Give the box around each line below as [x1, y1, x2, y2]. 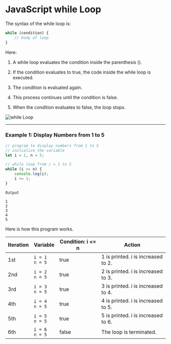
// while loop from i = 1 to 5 [5, 162, 72, 167]
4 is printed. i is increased [101, 297, 163, 304]
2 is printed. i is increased [101, 267, 163, 274]
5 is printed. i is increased [101, 312, 163, 319]
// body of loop [14, 35, 49, 40]
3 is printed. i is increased [101, 282, 163, 289]
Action [124, 241, 141, 248]
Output [5, 190, 19, 195]
